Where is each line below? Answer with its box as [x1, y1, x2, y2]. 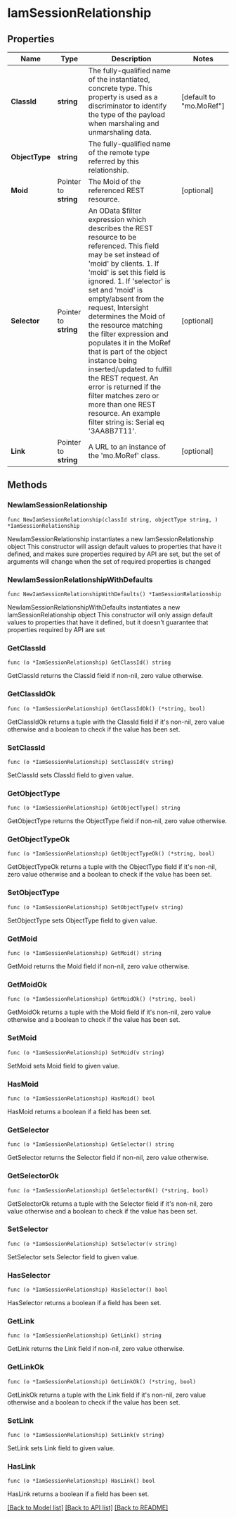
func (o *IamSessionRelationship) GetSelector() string [7, 1141, 174, 1148]
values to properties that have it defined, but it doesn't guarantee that [7, 618, 209, 627]
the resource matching [88, 321, 163, 330]
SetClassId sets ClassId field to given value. [7, 770, 133, 779]
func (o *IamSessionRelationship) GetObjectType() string [7, 805, 181, 812]
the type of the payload [88, 110, 166, 119]
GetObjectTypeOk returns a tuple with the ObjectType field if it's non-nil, [7, 863, 217, 871]
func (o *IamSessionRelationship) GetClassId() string [7, 659, 171, 667]
